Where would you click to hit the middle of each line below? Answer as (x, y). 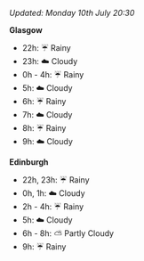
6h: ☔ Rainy (44, 101)
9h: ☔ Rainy (44, 247)
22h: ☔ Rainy (46, 48)
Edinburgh (29, 162)
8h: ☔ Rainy (44, 128)
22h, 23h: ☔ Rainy (56, 180)
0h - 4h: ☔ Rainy (53, 74)
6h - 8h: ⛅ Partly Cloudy (68, 233)
